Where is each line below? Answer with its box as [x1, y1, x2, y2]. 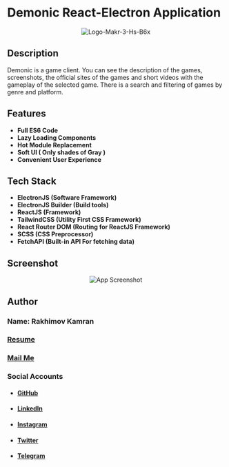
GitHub [17, 388, 39, 397]
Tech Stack [7, 175, 57, 187]
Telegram [17, 452, 46, 460]
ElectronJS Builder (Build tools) [17, 201, 109, 209]
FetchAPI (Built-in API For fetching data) [17, 238, 135, 246]
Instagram [17, 420, 48, 428]
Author [7, 295, 38, 307]
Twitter [17, 436, 39, 444]
